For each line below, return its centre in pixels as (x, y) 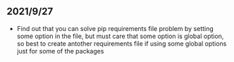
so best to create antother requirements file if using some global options (122, 43)
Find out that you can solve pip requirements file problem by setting (115, 28)
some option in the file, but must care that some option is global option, (120, 36)
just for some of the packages (60, 51)
